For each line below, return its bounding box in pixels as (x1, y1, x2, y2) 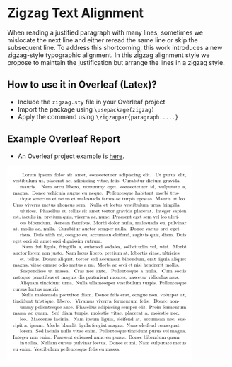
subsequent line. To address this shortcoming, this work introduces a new (7, 43, 223, 52)
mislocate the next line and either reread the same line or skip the (7, 35, 198, 44)
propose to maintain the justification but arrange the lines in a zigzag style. (7, 58, 225, 66)
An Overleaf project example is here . (17, 152, 125, 160)
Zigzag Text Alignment (7, 5, 144, 21)
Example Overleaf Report (7, 133, 121, 145)
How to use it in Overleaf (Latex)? (7, 79, 157, 91)
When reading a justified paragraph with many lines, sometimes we (7, 28, 204, 37)
